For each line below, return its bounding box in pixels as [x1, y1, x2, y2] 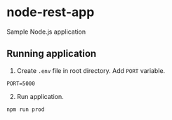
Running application [6, 48, 97, 60]
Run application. [16, 92, 64, 100]
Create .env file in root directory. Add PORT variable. [16, 66, 166, 74]
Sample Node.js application [6, 27, 86, 36]
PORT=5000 [6, 80, 36, 87]
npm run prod [6, 106, 45, 113]
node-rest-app [6, 4, 95, 20]
